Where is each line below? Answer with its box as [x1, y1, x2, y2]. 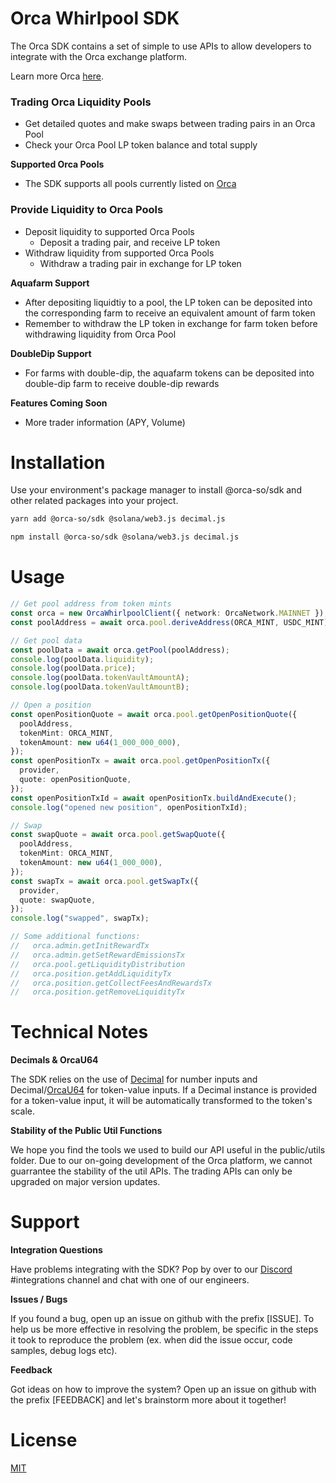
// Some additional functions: [10, 932, 141, 942]
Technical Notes [10, 1021, 149, 1044]
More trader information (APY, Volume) [24, 416, 186, 428]
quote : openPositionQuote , [19, 775, 132, 785]
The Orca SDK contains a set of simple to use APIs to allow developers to [10, 40, 312, 52]
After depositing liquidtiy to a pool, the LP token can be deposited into [24, 296, 313, 308]
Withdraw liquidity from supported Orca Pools [24, 247, 215, 259]
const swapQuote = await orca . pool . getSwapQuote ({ [10, 830, 226, 840]
